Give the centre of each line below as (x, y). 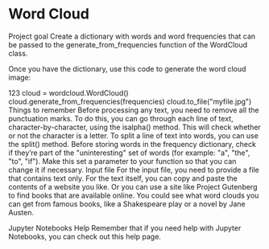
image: (20, 77)
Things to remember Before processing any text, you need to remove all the (134, 110)
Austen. (21, 212)
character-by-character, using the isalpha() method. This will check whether (135, 127)
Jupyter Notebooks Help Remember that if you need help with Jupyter (125, 228)
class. (18, 53)
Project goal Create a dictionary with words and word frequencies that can (132, 36)
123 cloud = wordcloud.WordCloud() (68, 92)
